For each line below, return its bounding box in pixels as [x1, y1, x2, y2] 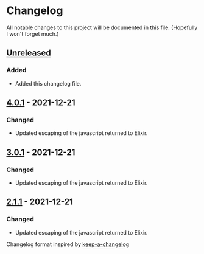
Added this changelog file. [15, 80, 82, 87]
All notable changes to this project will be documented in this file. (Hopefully [6, 24, 198, 31]
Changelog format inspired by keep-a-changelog [6, 241, 130, 248]
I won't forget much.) [6, 30, 59, 37]
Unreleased [6, 48, 52, 58]
